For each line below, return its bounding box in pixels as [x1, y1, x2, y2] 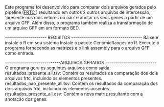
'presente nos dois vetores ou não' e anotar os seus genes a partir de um [5, 15, 153, 20]
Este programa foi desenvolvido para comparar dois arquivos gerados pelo [5, 4, 156, 10]
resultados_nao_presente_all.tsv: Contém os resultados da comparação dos [5, 80, 158, 86]
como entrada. [5, 50, 35, 56]
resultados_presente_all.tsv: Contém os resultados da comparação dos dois [5, 70, 158, 76]
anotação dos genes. [5, 96, 48, 102]
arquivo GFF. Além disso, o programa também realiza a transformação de [5, 20, 153, 26]
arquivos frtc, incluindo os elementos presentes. [5, 76, 103, 81]
